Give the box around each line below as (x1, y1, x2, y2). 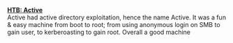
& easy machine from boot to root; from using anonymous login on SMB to (7, 21, 221, 28)
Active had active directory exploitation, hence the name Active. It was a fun (7, 13, 227, 21)
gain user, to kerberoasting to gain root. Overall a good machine (7, 28, 190, 36)
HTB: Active (7, 6, 43, 14)
